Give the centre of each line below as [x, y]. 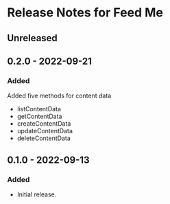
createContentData [44, 124]
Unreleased [33, 38]
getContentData [39, 116]
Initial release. [37, 194]
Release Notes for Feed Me [85, 13]
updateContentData [45, 131]
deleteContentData [44, 138]
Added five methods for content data [59, 96]
